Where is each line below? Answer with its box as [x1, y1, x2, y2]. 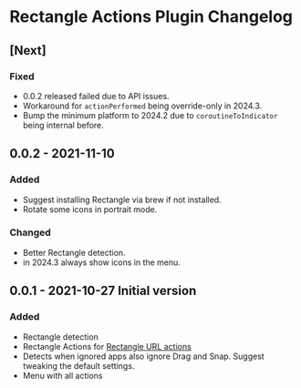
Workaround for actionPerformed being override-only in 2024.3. [22, 100, 263, 111]
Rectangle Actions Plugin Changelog [9, 6, 294, 27]
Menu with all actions [22, 370, 103, 381]
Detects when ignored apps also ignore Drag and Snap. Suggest [22, 351, 265, 362]
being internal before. [22, 119, 105, 130]
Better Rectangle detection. [22, 247, 126, 258]
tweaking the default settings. [22, 360, 135, 371]
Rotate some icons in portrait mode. [22, 203, 158, 215]
